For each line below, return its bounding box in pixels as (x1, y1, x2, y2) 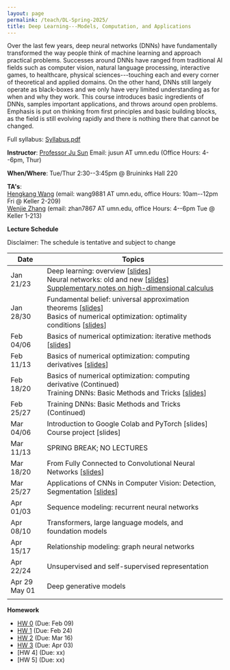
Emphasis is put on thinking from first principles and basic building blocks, (7, 107, 217, 115)
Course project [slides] (47, 427, 121, 437)
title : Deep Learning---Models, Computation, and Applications (7, 23, 192, 30)
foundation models (47, 526, 107, 536)
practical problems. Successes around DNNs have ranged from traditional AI (7, 56, 223, 65)
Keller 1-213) (7, 212, 42, 220)
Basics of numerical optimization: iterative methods (47, 331, 212, 341)
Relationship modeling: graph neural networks (47, 542, 195, 552)
